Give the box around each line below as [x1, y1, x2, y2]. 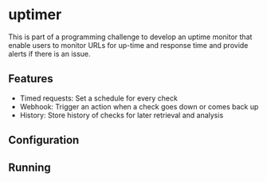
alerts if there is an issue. [8, 49, 91, 58]
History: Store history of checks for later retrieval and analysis [19, 110, 224, 120]
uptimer [8, 6, 62, 24]
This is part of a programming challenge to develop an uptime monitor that [8, 32, 253, 42]
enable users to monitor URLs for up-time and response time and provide [8, 40, 249, 49]
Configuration [8, 133, 80, 147]
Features [8, 72, 53, 85]
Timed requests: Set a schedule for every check [19, 93, 178, 103]
